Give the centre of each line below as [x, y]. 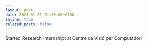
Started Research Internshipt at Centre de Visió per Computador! [74, 38]
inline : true [19, 19]
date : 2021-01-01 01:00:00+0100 [40, 15]
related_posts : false [28, 24]
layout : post [19, 10]
